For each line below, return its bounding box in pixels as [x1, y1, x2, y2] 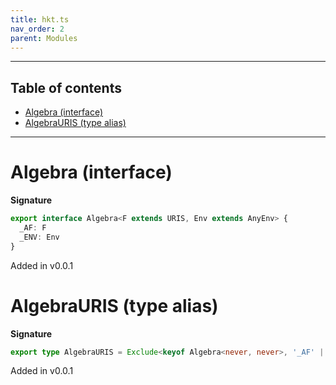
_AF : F [19, 223, 47, 233]
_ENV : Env [19, 232, 60, 242]
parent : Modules [10, 33, 78, 43]
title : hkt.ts [10, 14, 70, 25]
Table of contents [10, 79, 122, 96]
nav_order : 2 [10, 24, 65, 34]
